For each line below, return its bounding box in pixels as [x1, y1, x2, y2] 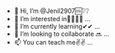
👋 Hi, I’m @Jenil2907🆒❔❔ [13, 7, 90, 15]
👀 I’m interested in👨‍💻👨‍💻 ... [13, 15, 91, 23]
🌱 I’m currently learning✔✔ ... [13, 22, 101, 30]
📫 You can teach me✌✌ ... [13, 38, 93, 46]
